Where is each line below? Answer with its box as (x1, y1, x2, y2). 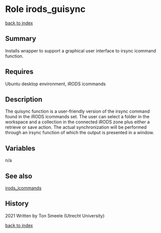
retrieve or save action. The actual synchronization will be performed (5, 124, 147, 130)
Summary (5, 34, 36, 43)
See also (5, 172, 32, 180)
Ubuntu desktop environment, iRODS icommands (5, 81, 106, 87)
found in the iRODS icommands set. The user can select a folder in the (5, 114, 150, 120)
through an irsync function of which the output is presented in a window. (5, 130, 155, 136)
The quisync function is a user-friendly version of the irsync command (5, 108, 150, 114)
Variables (5, 144, 36, 153)
